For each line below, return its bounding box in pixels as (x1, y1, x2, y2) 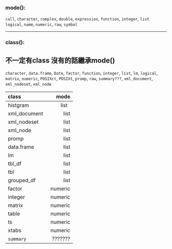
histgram (8, 102, 29, 109)
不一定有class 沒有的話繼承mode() (5, 56, 115, 65)
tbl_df (8, 160, 21, 167)
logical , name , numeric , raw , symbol (5, 21, 78, 27)
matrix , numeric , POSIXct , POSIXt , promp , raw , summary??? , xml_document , (5, 75, 153, 82)
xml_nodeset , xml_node (5, 81, 52, 87)
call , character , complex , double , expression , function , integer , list (5, 16, 149, 22)
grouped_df (8, 177, 36, 184)
